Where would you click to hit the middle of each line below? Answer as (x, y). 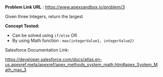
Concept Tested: (22, 26)
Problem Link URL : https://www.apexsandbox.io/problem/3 (65, 7)
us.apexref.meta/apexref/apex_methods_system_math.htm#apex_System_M (81, 65)
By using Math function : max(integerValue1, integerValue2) (73, 40)
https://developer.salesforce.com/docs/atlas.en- (54, 59)
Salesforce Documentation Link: (37, 50)
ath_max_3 (16, 70)
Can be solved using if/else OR (44, 35)
